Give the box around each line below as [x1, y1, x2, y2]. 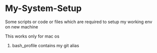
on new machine [5, 24, 38, 29]
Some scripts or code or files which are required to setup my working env [5, 19, 153, 25]
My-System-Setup [5, 3, 82, 14]
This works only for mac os [5, 33, 60, 39]
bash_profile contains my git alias [12, 42, 79, 48]
